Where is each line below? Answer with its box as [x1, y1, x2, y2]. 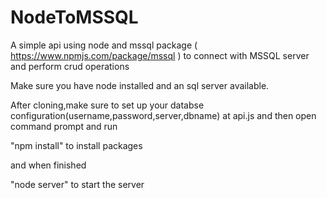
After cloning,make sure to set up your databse [10, 99, 205, 111]
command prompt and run [10, 120, 118, 132]
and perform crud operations [10, 60, 130, 72]
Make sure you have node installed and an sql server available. [10, 79, 270, 91]
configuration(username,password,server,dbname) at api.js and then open [10, 109, 317, 121]
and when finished [10, 159, 87, 171]
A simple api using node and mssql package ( [10, 39, 198, 51]
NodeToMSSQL [10, 6, 139, 29]
